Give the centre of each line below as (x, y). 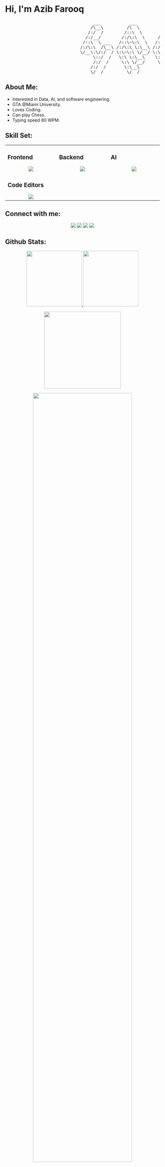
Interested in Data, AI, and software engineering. (61, 99)
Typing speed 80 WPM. (36, 120)
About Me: (22, 87)
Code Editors (26, 185)
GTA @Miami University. (37, 104)
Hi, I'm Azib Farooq (45, 9)
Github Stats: (26, 242)
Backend (71, 157)
